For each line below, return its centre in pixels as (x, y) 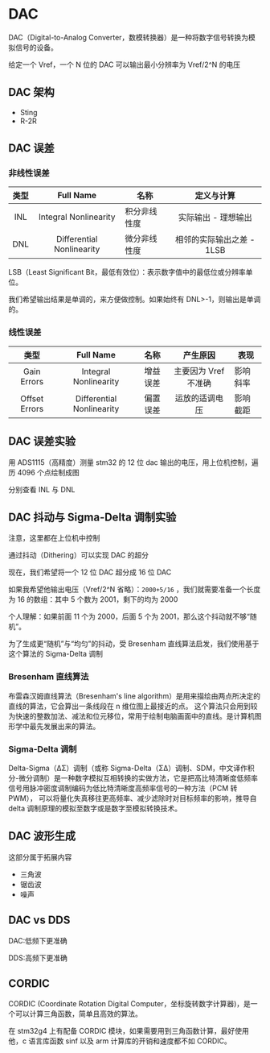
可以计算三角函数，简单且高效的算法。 (78, 1014)
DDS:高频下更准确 (38, 958)
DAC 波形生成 (42, 836)
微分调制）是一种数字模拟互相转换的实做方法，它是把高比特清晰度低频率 (139, 777)
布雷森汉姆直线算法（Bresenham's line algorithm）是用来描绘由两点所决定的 (135, 696)
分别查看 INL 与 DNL (42, 489)
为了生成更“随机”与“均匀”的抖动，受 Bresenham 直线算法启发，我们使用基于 (134, 644)
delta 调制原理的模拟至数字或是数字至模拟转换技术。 (95, 808)
